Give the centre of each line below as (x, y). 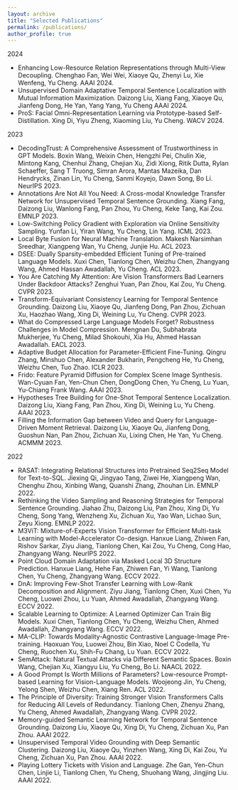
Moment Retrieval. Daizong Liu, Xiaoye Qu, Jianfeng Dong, (125, 428)
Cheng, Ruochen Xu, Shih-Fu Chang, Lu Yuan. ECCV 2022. (104, 652)
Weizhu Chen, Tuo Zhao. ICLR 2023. (71, 368)
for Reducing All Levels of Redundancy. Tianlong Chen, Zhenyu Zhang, (121, 705)
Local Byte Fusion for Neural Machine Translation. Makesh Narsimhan (120, 239)
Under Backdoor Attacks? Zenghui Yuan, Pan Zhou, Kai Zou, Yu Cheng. (122, 284)
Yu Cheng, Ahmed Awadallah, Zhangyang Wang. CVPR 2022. (107, 712)
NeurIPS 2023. (39, 186)
